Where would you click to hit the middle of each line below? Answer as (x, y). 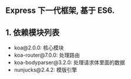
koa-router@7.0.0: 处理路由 (47, 55)
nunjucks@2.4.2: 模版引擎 (46, 70)
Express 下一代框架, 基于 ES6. (60, 11)
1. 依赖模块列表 (33, 32)
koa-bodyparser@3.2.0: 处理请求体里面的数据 (70, 62)
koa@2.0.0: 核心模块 (39, 48)
